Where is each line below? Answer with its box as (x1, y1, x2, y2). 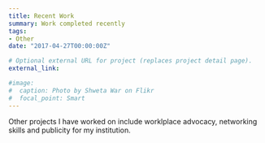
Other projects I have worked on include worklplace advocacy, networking (8, 116, 258, 126)
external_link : (8, 64, 60, 73)
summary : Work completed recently (8, 19, 126, 28)
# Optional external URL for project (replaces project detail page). (8, 57, 253, 65)
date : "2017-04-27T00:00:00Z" (8, 42, 111, 50)
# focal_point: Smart (8, 94, 85, 102)
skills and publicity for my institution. (8, 125, 132, 135)
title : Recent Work (8, 11, 75, 20)
